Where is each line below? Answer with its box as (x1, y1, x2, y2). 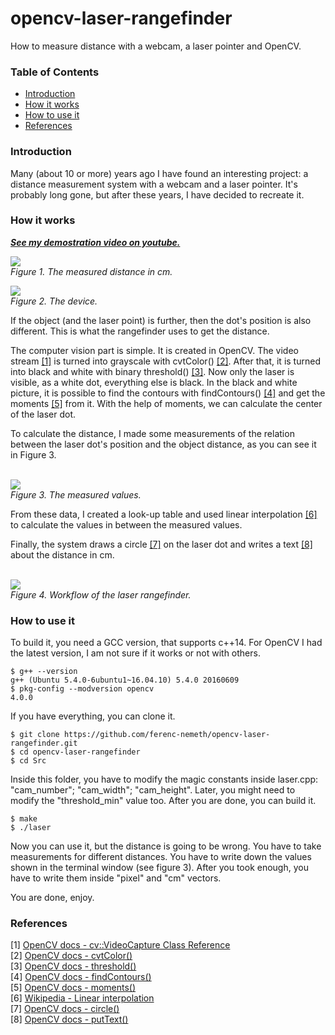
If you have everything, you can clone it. (10, 710, 176, 722)
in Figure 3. (10, 448, 57, 461)
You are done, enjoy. (10, 892, 95, 904)
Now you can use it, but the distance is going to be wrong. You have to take (10, 840, 322, 852)
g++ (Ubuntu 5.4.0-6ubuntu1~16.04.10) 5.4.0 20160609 (10, 675, 240, 686)
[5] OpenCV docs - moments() (10, 982, 137, 994)
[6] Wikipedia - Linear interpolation (10, 992, 155, 1004)
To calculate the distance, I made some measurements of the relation (10, 427, 295, 439)
